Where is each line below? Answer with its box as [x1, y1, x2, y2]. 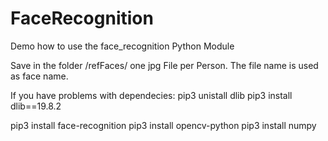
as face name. [10, 70, 69, 82]
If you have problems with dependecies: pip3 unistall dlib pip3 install [10, 89, 293, 101]
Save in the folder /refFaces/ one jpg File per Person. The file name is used [10, 59, 319, 71]
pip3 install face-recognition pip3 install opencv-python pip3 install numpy [10, 119, 317, 131]
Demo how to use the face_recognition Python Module [10, 40, 235, 52]
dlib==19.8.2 [10, 100, 62, 112]
